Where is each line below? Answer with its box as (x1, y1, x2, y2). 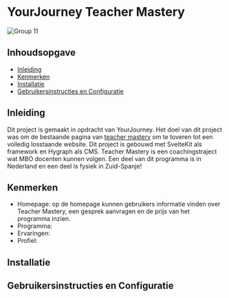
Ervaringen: (17, 229, 50, 237)
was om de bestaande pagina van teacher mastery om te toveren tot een (7, 132, 213, 141)
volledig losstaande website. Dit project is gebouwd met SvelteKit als (7, 140, 203, 148)
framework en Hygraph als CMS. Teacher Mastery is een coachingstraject (7, 147, 217, 156)
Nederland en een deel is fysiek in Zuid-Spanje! (7, 162, 142, 170)
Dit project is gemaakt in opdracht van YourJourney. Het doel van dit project (7, 125, 222, 134)
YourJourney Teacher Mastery (7, 4, 186, 20)
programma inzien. (17, 215, 71, 223)
